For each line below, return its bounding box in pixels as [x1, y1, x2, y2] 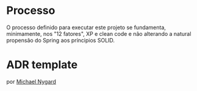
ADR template [6, 58, 78, 72]
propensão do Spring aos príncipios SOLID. [6, 36, 115, 44]
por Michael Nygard [6, 78, 57, 85]
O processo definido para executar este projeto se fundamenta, [6, 24, 167, 31]
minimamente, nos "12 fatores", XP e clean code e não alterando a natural [6, 30, 192, 37]
